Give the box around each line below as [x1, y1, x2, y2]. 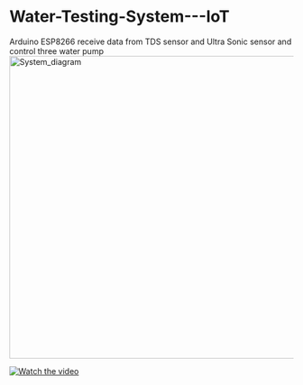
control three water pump [9, 45, 104, 56]
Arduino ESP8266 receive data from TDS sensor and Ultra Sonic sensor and [9, 36, 292, 47]
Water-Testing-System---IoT [9, 6, 230, 27]
